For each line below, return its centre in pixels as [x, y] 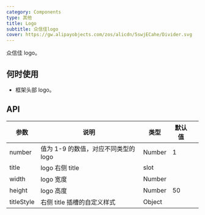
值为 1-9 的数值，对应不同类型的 [88, 148]
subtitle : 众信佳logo [32, 29]
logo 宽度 [54, 179]
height [19, 190]
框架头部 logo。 [35, 90]
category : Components [34, 12]
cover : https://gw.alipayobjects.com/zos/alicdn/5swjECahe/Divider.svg [99, 35]
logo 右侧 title [60, 167]
